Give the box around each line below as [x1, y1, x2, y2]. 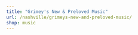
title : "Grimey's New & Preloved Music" [6, 8, 109, 15]
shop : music [6, 20, 36, 26]
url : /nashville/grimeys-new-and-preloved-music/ [6, 14, 133, 20]
